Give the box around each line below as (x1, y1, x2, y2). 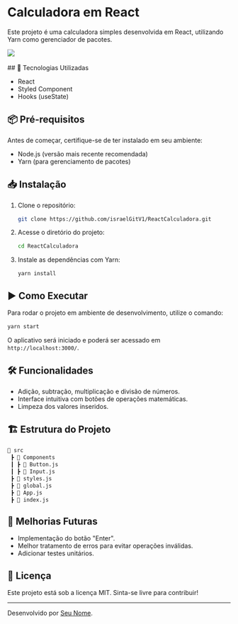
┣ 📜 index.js (10, 496, 50, 503)
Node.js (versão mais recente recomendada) (17, 149, 149, 158)
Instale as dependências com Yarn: (17, 255, 120, 264)
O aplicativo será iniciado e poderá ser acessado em (7, 335, 161, 344)
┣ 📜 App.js (10, 489, 42, 496)
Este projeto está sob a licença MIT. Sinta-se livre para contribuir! (7, 589, 198, 597)
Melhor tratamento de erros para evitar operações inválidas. (17, 542, 193, 550)
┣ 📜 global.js (10, 482, 52, 489)
